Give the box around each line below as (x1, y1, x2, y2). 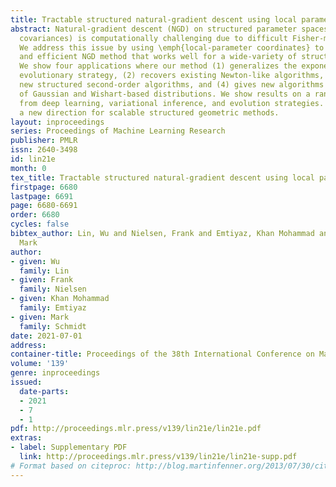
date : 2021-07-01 (10, 331, 83, 341)
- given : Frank (10, 275, 74, 285)
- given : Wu (10, 256, 60, 266)
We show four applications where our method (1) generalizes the (19, 61, 298, 71)
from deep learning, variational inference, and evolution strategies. (19, 98, 325, 108)
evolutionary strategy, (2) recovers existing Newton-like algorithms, (19, 71, 325, 81)
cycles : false (10, 219, 70, 230)
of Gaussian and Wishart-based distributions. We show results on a (19, 89, 311, 99)
